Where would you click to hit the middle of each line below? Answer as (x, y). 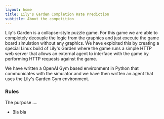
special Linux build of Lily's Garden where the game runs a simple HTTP (79, 48)
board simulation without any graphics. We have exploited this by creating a (82, 43)
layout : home (19, 10)
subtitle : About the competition (40, 19)
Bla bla (19, 112)
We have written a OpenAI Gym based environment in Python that (72, 68)
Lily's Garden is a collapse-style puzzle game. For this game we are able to (82, 33)
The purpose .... (21, 102)
